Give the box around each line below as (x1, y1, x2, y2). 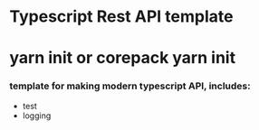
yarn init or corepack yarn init (9, 48, 236, 69)
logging (22, 110, 52, 121)
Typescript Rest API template (9, 6, 234, 27)
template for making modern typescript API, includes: (9, 79, 251, 92)
